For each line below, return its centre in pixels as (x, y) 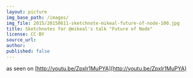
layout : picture (27, 12)
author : (16, 46)
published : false (28, 51)
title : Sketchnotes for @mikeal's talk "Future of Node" (80, 29)
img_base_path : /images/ (38, 18)
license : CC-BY (25, 34)
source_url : (21, 40)
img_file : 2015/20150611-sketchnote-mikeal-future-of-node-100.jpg (93, 23)
